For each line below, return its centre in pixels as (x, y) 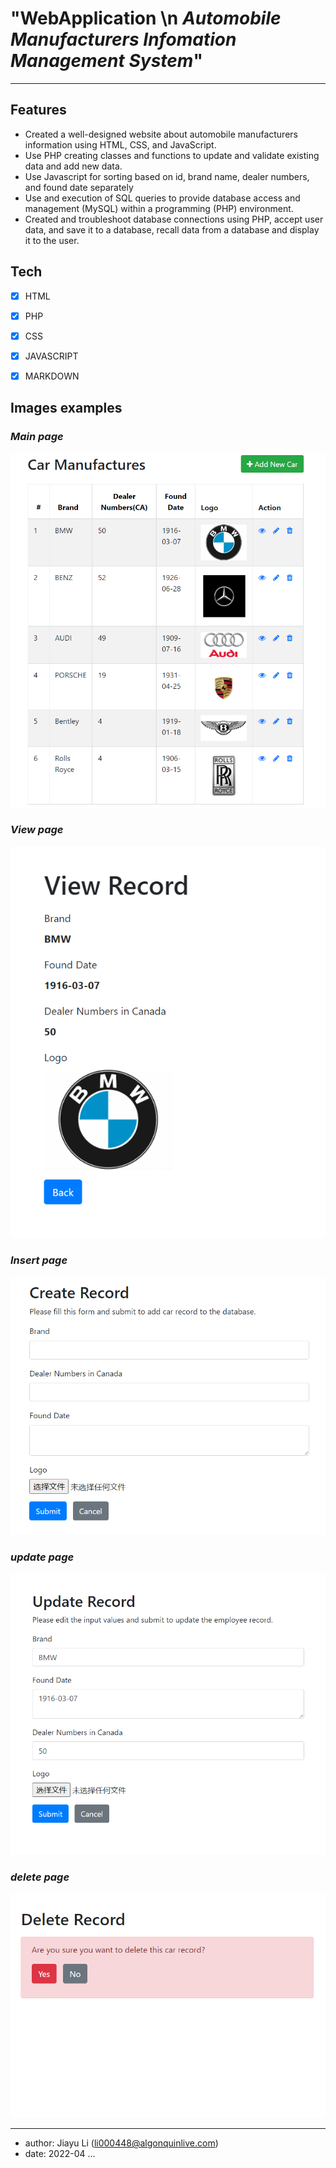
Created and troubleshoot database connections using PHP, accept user (174, 219)
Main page (37, 437)
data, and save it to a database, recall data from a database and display (172, 229)
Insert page (39, 1260)
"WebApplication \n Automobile (146, 18)
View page (37, 830)
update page (42, 1557)
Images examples (66, 408)
